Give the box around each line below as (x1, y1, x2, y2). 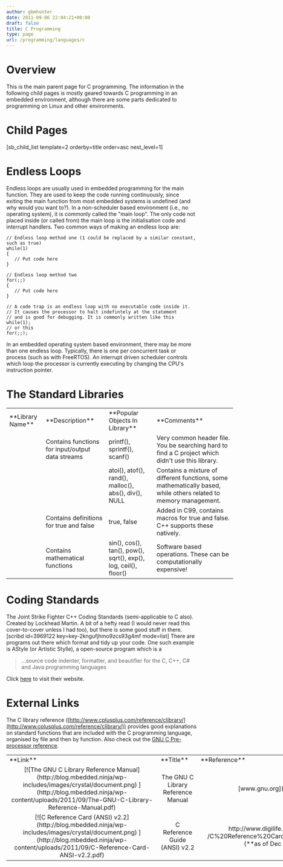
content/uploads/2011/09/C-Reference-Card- (14, 843, 150, 851)
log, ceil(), (108, 561, 137, 570)
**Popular (108, 409, 139, 417)
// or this (6, 325, 34, 331)
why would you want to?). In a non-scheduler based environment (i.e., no (6, 204, 189, 211)
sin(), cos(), (108, 539, 142, 547)
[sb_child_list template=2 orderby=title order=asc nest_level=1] (6, 143, 163, 151)
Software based (156, 542, 202, 551)
